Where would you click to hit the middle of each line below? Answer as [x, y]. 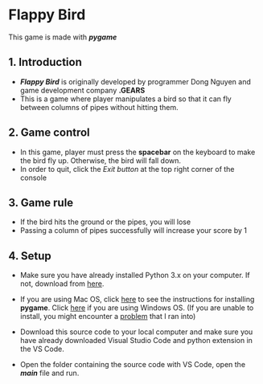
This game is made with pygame [63, 37]
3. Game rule [41, 202]
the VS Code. [42, 349]
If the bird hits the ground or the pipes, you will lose [105, 222]
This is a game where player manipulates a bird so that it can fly [125, 99]
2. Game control [49, 133]
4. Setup [30, 256]
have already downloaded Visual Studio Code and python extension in [136, 341]
